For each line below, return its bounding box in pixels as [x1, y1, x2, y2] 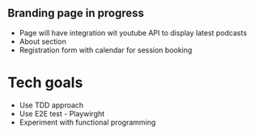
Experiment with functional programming [19, 117, 156, 127]
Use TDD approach [19, 100, 84, 110]
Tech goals [7, 74, 83, 91]
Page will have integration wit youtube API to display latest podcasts [19, 27, 248, 37]
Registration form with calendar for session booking [19, 44, 193, 55]
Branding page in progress [7, 6, 145, 20]
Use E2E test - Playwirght [19, 108, 105, 118]
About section [19, 36, 66, 46]
